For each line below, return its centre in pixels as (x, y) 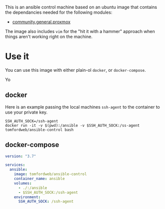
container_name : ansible (39, 179)
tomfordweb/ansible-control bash (39, 130)
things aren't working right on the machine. (49, 37)
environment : (27, 197)
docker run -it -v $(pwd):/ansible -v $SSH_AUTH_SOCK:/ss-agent (72, 125)
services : (15, 165)
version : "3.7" (21, 156)
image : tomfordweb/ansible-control (50, 174)
